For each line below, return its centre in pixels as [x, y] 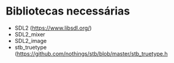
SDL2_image [31, 41]
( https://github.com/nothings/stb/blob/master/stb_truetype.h [91, 53]
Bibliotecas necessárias [68, 11]
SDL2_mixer [30, 34]
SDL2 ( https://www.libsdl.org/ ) [53, 28]
